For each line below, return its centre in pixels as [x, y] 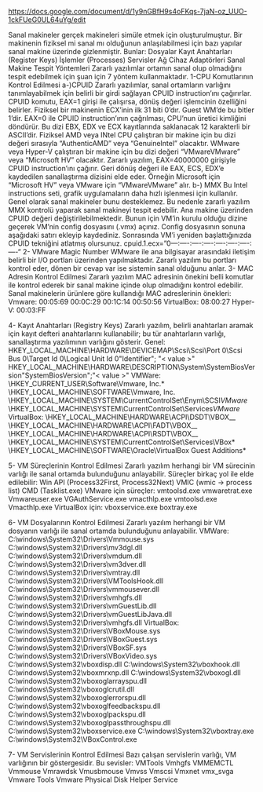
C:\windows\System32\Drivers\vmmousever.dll [84, 589]
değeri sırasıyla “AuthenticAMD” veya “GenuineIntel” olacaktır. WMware [124, 143]
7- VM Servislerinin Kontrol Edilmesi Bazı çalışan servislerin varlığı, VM [122, 754]
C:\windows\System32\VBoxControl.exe [73, 739]
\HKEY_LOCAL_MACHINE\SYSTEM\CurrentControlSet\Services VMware [124, 409]
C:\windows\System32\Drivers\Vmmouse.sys [81, 539]
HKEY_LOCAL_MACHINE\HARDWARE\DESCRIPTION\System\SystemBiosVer [131, 367]
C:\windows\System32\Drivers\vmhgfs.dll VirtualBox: [93, 622]
